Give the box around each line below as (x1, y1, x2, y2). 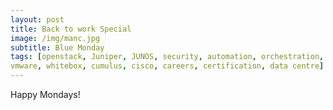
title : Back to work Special (10, 24, 132, 34)
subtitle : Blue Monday (10, 42, 105, 53)
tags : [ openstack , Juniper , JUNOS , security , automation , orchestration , (10, 52, 325, 62)
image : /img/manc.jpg (10, 33, 101, 43)
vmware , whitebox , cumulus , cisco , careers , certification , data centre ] (10, 61, 325, 71)
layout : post (10, 14, 65, 25)
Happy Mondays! (10, 89, 81, 100)
